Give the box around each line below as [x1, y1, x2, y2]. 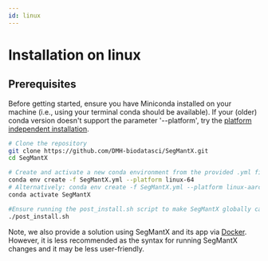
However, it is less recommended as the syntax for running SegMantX [8, 236, 238, 245]
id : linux [8, 11, 41, 20]
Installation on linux [8, 45, 141, 64]
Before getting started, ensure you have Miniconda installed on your [8, 99, 232, 108]
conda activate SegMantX [8, 190, 91, 199]
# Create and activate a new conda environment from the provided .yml [8, 169, 251, 177]
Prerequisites [8, 77, 77, 92]
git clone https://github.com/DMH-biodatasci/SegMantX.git [8, 146, 209, 155]
